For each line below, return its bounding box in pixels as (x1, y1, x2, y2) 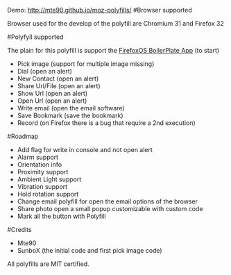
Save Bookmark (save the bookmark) (17, 111, 123, 119)
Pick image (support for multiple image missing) (17, 60, 155, 68)
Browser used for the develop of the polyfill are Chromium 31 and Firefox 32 (7, 19, 224, 27)
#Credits (7, 226, 33, 233)
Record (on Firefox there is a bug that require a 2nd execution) (17, 119, 196, 127)
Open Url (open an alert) (17, 97, 87, 105)
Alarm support (17, 153, 59, 161)
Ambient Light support (17, 175, 82, 183)
